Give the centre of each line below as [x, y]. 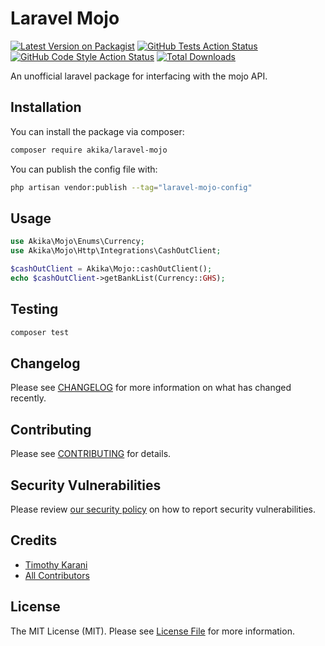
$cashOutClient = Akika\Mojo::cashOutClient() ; [111, 269]
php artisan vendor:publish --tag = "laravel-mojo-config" [131, 187]
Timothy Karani [56, 564]
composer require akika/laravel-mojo [89, 150]
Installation [46, 107]
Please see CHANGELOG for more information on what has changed [151, 388]
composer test [40, 332]
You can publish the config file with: [84, 169]
